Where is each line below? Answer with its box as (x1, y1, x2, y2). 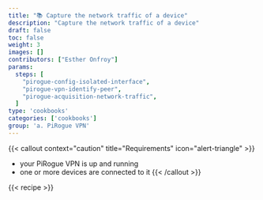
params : (8, 63, 34, 71)
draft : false (8, 26, 51, 34)
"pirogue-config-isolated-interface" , (22, 77, 150, 85)
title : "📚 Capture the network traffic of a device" (8, 11, 188, 20)
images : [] (8, 48, 44, 56)
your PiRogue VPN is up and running (19, 159, 139, 168)
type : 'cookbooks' (8, 108, 69, 115)
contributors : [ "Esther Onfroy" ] (8, 56, 118, 64)
